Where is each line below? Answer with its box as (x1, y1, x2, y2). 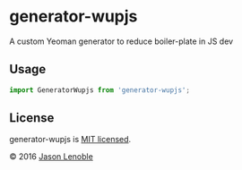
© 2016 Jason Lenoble (9, 151, 94, 162)
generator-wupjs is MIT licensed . (9, 134, 132, 145)
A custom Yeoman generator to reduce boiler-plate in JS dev (9, 36, 234, 47)
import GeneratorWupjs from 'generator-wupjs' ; (9, 85, 191, 95)
